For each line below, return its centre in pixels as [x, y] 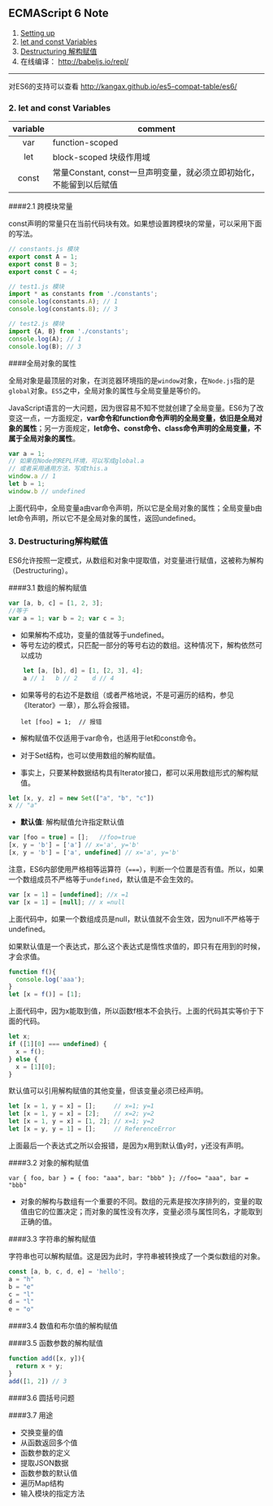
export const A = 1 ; [43, 256]
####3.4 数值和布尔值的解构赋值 [63, 1326]
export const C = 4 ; [43, 271]
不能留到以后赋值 [85, 184]
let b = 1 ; [27, 484]
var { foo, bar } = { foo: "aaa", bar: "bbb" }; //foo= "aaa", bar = [129, 1178]
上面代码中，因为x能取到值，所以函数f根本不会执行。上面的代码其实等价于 [133, 1011]
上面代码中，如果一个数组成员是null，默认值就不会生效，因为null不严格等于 [134, 918]
